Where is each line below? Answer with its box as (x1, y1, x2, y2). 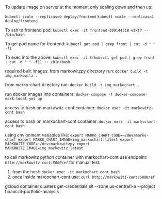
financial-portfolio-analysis (5, 189, 59, 194)
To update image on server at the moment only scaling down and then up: (5, 4, 153, 10)
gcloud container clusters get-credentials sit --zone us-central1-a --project (5, 183, 155, 189)
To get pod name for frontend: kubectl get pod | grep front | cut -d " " (5, 41, 156, 47)
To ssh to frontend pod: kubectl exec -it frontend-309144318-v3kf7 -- (5, 27, 149, 33)
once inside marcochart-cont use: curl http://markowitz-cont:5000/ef (12, 174, 155, 180)
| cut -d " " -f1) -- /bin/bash (5, 60, 70, 65)
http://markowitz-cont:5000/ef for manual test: (5, 160, 101, 165)
